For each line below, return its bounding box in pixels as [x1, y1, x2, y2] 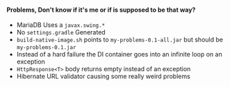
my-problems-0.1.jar [16, 44, 76, 51]
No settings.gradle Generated [16, 28, 106, 37]
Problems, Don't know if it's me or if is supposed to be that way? [6, 6, 196, 14]
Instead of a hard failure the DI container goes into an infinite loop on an [16, 50, 223, 59]
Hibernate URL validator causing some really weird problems [16, 72, 190, 81]
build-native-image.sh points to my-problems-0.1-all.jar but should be [16, 35, 224, 44]
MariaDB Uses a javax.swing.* [16, 21, 106, 29]
